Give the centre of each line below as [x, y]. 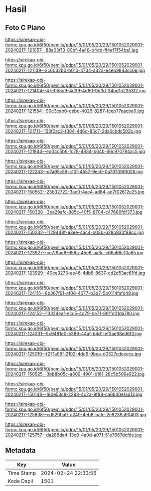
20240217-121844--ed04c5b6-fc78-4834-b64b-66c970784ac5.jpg [75, 151]
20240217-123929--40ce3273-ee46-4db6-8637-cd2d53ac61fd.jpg [75, 273]
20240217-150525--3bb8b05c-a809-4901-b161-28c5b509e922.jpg [75, 374]
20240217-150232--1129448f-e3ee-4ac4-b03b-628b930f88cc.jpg [75, 232]
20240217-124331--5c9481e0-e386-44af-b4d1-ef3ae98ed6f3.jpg [74, 333]
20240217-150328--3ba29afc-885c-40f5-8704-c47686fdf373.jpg [74, 212]
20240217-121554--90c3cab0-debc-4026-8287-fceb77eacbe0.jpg [75, 111]
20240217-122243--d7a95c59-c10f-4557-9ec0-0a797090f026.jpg [74, 171]
